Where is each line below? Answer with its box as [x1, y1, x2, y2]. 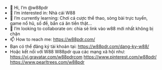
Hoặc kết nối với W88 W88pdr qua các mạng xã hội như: [9, 49, 125, 54]
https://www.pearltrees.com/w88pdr [9, 59, 85, 65]
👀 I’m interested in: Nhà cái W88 [9, 10, 76, 16]
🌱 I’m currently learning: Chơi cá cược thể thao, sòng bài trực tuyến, [9, 15, 148, 21]
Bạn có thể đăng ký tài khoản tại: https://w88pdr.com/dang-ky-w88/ [9, 43, 149, 49]
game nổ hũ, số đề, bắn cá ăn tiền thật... [9, 20, 92, 26]
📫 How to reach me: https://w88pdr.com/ [9, 36, 95, 42]
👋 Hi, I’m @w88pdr [9, 5, 48, 10]
